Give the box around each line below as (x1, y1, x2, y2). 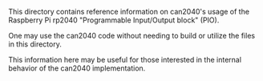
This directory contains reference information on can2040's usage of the (8, 7, 250, 16)
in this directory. (8, 39, 62, 49)
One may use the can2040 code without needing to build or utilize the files (8, 31, 255, 40)
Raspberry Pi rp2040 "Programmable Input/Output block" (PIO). (8, 15, 220, 25)
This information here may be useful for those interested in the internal (8, 55, 242, 64)
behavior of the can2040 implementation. (8, 63, 146, 73)
